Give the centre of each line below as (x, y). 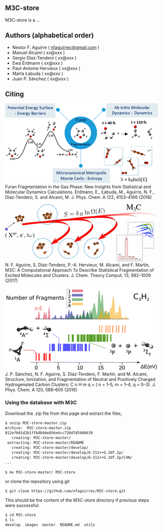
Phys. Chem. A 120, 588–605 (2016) (41, 390)
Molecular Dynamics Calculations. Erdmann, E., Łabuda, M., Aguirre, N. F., (80, 192)
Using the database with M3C (41, 403)
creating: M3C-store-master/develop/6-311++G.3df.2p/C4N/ (72, 457)
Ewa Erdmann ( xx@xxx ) (37, 63)
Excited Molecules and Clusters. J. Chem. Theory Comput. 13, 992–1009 (78, 276)
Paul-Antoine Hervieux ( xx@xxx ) (46, 68)
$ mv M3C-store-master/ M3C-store (40, 472)
